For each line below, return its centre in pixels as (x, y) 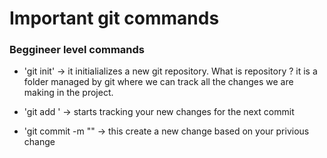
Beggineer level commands (77, 50)
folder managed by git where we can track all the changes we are (158, 82)
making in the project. (68, 93)
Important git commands (114, 18)
